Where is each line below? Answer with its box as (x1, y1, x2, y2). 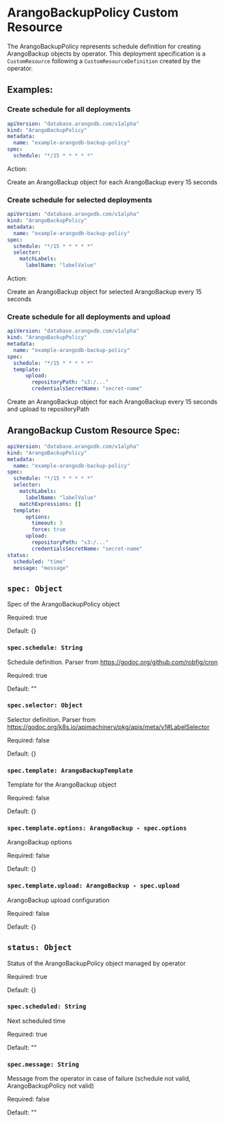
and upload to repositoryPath (7, 405, 90, 413)
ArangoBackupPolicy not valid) (7, 1081, 95, 1090)
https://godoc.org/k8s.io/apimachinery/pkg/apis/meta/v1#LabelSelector (7, 723, 210, 731)
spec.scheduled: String (7, 1002, 87, 1011)
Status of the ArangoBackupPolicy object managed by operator (7, 959, 187, 967)
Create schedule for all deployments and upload (7, 311, 171, 321)
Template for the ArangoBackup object (7, 780, 117, 789)
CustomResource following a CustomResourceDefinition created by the (7, 56, 201, 65)
